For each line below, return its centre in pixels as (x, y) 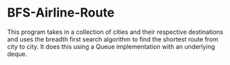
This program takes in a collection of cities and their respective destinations (115, 32)
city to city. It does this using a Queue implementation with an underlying (111, 46)
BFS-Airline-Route (61, 13)
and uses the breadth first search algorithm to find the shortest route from (113, 39)
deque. (17, 54)
